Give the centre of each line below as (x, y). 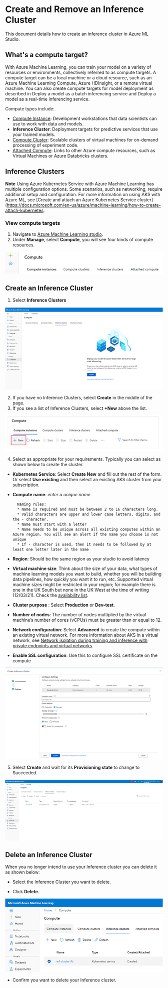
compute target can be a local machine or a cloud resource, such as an (78, 78)
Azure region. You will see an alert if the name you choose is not (85, 534)
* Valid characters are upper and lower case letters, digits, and (89, 514)
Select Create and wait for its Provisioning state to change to (76, 767)
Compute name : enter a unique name (51, 494)
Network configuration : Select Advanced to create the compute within (86, 629)
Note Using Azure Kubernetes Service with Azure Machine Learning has (79, 184)
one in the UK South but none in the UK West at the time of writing (80, 590)
